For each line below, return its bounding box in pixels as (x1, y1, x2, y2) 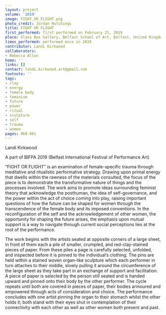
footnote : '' (5, 72, 32, 77)
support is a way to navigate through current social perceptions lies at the (5, 222, 156, 228)
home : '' (5, 58, 23, 63)
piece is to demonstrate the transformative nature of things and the (5, 180, 142, 186)
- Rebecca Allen (5, 53, 39, 58)
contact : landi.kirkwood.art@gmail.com (5, 67, 87, 72)
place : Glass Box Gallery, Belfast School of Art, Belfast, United (5, 35, 147, 40)
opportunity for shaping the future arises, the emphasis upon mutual (5, 216, 144, 222)
